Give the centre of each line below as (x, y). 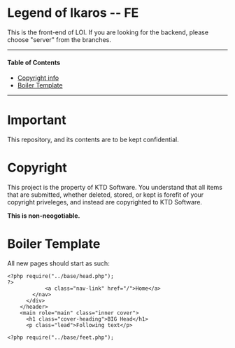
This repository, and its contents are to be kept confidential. (93, 140)
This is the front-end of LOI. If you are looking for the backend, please (108, 32)
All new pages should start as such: (58, 263)
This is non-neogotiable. (44, 216)
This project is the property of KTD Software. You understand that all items (115, 188)
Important (37, 120)
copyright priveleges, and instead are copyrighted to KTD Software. (105, 202)
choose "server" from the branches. (59, 39)
